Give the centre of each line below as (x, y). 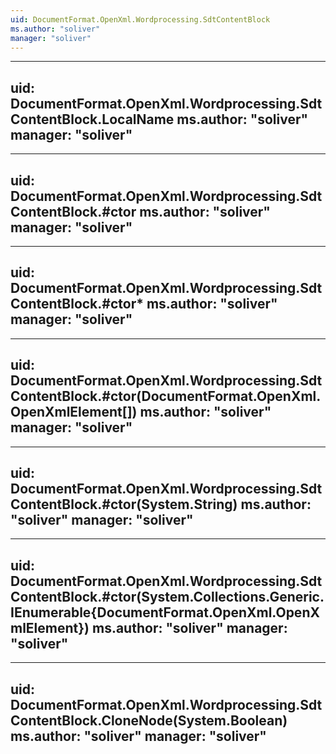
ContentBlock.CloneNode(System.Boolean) (149, 720)
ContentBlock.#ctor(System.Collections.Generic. (167, 596)
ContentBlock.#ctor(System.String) (124, 504)
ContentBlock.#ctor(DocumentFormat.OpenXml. (166, 396)
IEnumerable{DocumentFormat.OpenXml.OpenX (165, 612)
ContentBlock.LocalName (92, 119)
